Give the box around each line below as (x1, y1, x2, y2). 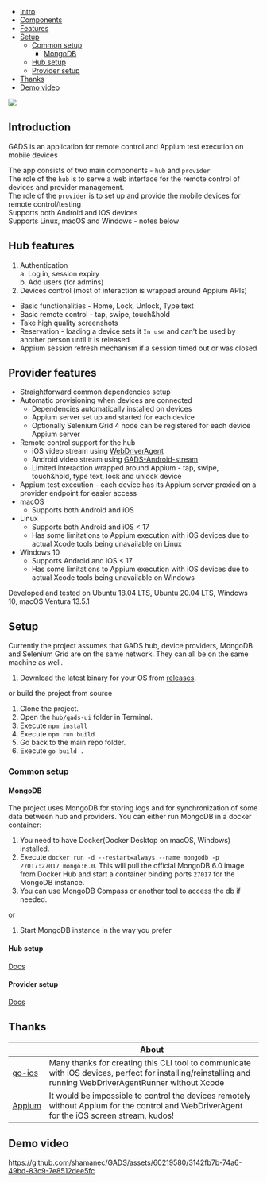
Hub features (8, 239, 75, 253)
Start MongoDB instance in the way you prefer (19, 926, 172, 935)
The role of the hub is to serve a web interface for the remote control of (8, 174, 241, 184)
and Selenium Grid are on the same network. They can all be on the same (8, 649, 249, 659)
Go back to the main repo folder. (19, 738, 126, 748)
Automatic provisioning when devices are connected (19, 396, 192, 405)
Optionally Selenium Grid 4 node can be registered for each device (31, 421, 251, 431)
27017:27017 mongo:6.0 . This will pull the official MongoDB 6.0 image (19, 861, 245, 871)
